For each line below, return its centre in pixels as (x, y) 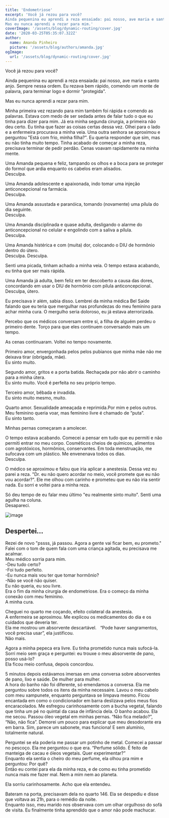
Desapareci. (18, 506)
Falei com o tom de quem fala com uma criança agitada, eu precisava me (81, 548)
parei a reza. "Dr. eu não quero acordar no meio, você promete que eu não (82, 474)
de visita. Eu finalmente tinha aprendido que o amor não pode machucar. (80, 810)
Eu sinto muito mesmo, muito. (36, 398)
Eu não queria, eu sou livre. (33, 586)
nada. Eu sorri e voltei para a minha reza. (48, 485)
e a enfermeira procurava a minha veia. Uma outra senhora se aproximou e (83, 132)
